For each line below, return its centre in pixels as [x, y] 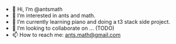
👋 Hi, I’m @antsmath [37, 9]
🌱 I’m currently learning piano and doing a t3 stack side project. [91, 22]
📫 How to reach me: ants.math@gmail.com [66, 35]
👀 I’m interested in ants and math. [54, 15]
